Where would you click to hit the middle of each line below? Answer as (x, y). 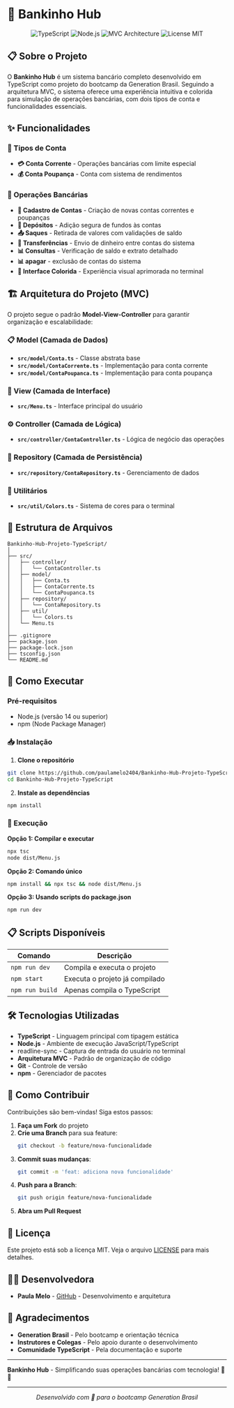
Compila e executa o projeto (110, 968)
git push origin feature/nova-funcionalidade (84, 1198)
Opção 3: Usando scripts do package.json (69, 897)
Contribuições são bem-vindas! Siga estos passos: (80, 1111)
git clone (22, 773)
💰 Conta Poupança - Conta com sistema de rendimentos (100, 174)
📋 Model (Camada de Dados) (58, 340)
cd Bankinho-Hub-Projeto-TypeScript (60, 779)
